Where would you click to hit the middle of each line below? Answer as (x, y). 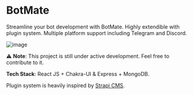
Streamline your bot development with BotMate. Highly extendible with (93, 27)
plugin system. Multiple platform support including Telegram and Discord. (96, 33)
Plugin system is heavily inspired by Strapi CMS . (66, 85)
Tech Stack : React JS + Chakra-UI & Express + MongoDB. (78, 74)
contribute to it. (25, 62)
